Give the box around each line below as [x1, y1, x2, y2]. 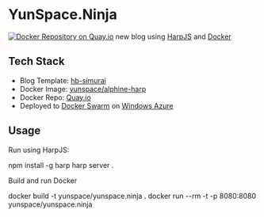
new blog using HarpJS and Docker [115, 32, 231, 41]
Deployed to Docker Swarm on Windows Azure [19, 101, 174, 110]
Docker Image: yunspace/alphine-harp [19, 84, 147, 93]
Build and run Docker [8, 176, 78, 185]
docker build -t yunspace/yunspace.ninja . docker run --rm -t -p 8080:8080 [8, 191, 256, 200]
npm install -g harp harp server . [8, 160, 114, 169]
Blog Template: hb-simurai [19, 75, 107, 85]
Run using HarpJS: [8, 145, 70, 154]
